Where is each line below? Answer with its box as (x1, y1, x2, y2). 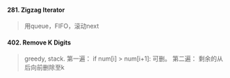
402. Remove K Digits (7, 38, 72, 47)
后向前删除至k (24, 63, 65, 72)
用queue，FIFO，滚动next (24, 22, 99, 31)
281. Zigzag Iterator (7, 6, 65, 14)
